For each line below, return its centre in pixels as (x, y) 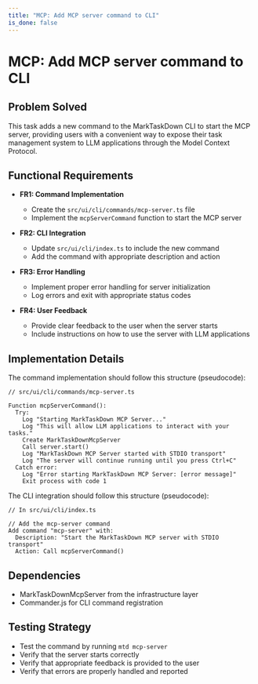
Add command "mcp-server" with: (61, 531)
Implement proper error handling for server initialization (121, 287)
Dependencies (44, 575)
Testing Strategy (50, 627)
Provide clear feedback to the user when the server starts (124, 326)
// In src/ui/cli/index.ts (52, 511)
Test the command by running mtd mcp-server (93, 646)
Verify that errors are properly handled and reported (104, 671)
